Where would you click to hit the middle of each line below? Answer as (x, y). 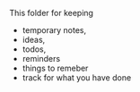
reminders (41, 59)
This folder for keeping (52, 13)
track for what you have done (77, 78)
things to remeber (55, 68)
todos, (34, 49)
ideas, (34, 40)
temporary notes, (54, 30)
